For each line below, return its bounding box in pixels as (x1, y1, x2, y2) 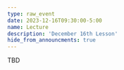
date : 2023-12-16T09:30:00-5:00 (7, 17, 102, 24)
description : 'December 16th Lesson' (7, 30, 118, 37)
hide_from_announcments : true (7, 37, 97, 44)
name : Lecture (7, 23, 49, 30)
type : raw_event (7, 10, 55, 18)
